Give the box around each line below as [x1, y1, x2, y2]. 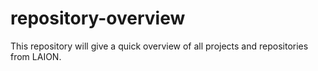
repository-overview [10, 7, 186, 30]
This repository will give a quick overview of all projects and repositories [10, 40, 309, 52]
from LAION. [10, 50, 62, 62]
